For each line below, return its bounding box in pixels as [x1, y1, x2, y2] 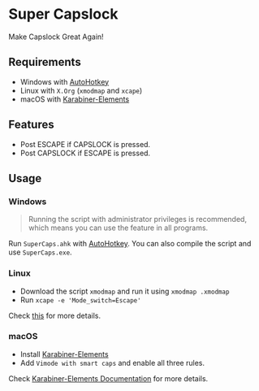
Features [8, 118, 54, 132]
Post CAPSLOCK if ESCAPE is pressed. [19, 148, 151, 158]
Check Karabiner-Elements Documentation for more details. [8, 373, 209, 383]
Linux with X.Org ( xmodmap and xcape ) [19, 85, 143, 95]
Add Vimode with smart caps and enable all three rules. [19, 358, 205, 367]
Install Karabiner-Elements [19, 349, 109, 358]
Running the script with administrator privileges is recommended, [28, 215, 248, 224]
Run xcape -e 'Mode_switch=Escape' [19, 294, 141, 305]
